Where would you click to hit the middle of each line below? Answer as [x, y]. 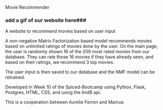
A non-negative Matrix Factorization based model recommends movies [78, 41]
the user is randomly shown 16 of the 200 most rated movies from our [77, 52]
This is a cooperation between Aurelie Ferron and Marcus [64, 102]
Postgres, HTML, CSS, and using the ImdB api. [53, 92]
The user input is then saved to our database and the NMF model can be [80, 72]
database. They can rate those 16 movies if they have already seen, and [79, 57]
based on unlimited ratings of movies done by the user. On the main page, [81, 46]
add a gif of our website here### [46, 20]
